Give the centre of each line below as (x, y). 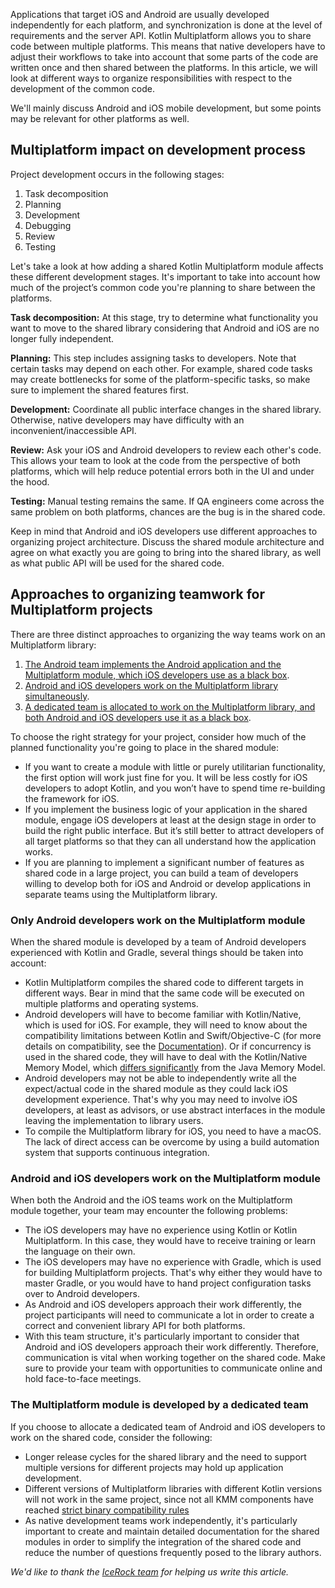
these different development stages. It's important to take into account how (165, 276)
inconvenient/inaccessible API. (73, 430)
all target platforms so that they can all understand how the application (170, 841)
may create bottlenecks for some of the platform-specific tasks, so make (160, 379)
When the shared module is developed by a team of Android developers (158, 941)
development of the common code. (82, 88)
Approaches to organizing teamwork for (138, 594)
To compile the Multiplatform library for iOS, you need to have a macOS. (173, 1131)
